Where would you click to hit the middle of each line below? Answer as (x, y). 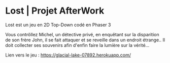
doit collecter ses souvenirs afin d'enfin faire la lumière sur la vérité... (77, 45)
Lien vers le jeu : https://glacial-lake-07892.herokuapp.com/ (68, 55)
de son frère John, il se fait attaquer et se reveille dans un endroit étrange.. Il (85, 40)
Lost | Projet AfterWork (55, 11)
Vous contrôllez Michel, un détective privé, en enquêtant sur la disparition (82, 34)
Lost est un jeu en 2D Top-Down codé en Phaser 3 (58, 25)
